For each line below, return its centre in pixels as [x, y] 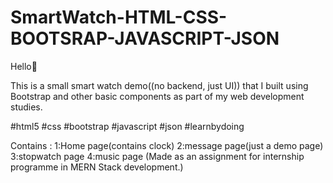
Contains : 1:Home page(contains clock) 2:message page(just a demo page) [167, 145]
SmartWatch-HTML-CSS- [119, 17]
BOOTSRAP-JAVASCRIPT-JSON [145, 38]
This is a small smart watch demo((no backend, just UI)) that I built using [159, 85]
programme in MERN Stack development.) [97, 167]
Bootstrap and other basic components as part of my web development [157, 96]
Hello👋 [24, 66]
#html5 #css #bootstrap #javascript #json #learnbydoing [127, 126]
